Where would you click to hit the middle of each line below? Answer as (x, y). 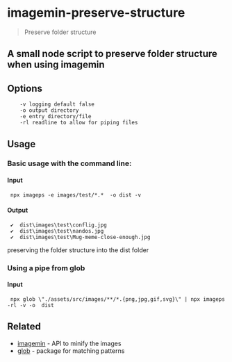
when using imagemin (56, 65)
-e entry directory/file (56, 117)
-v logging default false (57, 105)
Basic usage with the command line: (69, 163)
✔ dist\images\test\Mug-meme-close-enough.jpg (80, 237)
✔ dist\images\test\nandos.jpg (57, 231)
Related (24, 327)
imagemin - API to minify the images (69, 343)
